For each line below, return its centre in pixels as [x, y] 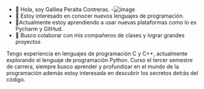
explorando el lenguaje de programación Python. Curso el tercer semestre [100, 60]
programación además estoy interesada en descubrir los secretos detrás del [102, 73]
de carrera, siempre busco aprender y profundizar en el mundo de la [93, 66]
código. [16, 80]
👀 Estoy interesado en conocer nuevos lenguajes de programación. [100, 16]
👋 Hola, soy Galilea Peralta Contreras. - [64, 9]
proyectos [28, 42]
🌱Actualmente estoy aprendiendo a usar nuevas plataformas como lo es [106, 22]
